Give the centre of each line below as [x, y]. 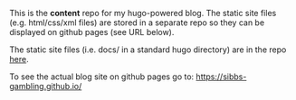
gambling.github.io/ [46, 86]
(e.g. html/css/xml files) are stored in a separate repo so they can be [137, 23]
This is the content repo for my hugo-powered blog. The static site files [143, 13]
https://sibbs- [221, 77]
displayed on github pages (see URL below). [92, 32]
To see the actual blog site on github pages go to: [102, 77]
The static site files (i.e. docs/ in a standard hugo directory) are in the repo [148, 50]
